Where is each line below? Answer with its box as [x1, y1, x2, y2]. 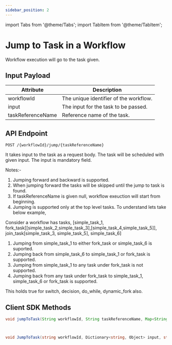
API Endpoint [5, 129, 48, 138]
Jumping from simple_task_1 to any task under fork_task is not [12, 262, 143, 268]
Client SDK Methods [5, 303, 71, 312]
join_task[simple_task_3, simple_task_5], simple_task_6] [5, 230, 122, 236]
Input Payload [5, 71, 51, 80]
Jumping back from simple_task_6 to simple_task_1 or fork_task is [12, 251, 150, 257]
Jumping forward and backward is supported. [12, 177, 110, 183]
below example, [12, 209, 47, 215]
